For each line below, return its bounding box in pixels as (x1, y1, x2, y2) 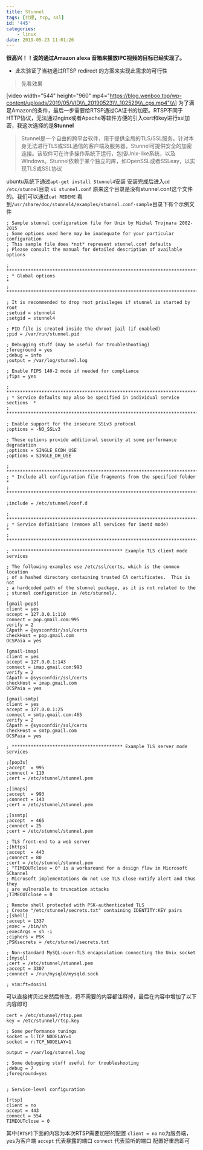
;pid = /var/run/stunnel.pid (6, 331, 80, 337)
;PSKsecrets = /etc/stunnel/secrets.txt (6, 939, 110, 945)
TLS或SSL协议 (26, 165, 62, 172)
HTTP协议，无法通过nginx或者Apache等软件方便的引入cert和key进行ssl (6, 114, 185, 121)
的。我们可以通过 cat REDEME (6, 193, 76, 200)
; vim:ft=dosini (6, 981, 47, 987)
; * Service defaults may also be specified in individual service (6, 395, 180, 401)
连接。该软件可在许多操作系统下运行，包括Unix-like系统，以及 (21, 150, 176, 157)
